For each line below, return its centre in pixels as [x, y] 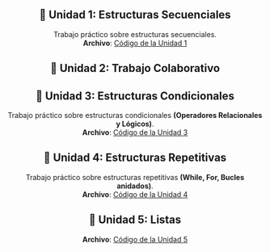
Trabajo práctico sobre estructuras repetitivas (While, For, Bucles [135, 177]
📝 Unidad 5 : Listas [135, 220]
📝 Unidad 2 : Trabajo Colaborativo [135, 68]
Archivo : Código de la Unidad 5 [135, 239]
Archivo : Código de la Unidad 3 [135, 132]
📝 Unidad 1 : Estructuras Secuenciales [135, 15]
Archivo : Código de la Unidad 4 [135, 194]
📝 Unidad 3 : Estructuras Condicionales [135, 96]
